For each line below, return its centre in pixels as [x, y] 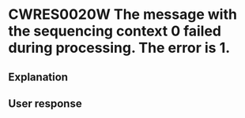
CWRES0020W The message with [122, 15]
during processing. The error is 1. [119, 48]
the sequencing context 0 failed [115, 31]
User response [45, 103]
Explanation [38, 77]
